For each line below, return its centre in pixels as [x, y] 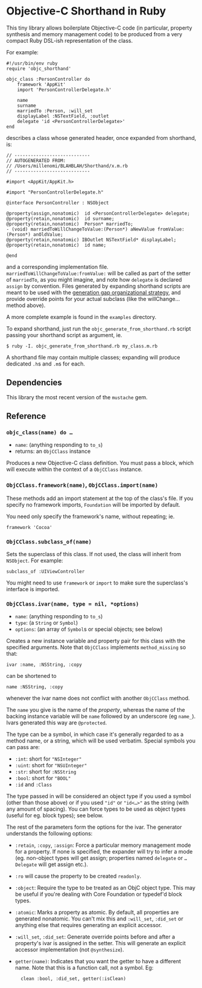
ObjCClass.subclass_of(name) [49, 542]
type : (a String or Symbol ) [46, 623]
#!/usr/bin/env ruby [32, 63]
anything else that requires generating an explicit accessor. [88, 925]
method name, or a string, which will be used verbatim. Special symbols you [101, 741]
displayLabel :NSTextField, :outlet [63, 116]
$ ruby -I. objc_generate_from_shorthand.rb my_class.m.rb [82, 346]
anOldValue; [48, 234]
